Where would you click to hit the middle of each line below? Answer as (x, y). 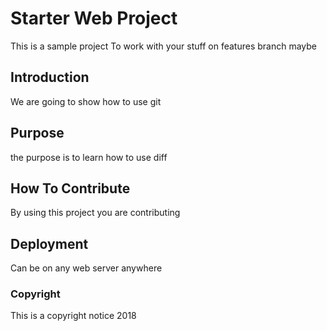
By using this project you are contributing (95, 213)
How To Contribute (70, 188)
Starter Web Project (94, 18)
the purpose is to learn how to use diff (89, 157)
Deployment (49, 243)
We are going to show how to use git (86, 101)
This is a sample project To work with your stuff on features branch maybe (164, 46)
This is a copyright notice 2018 (73, 316)
